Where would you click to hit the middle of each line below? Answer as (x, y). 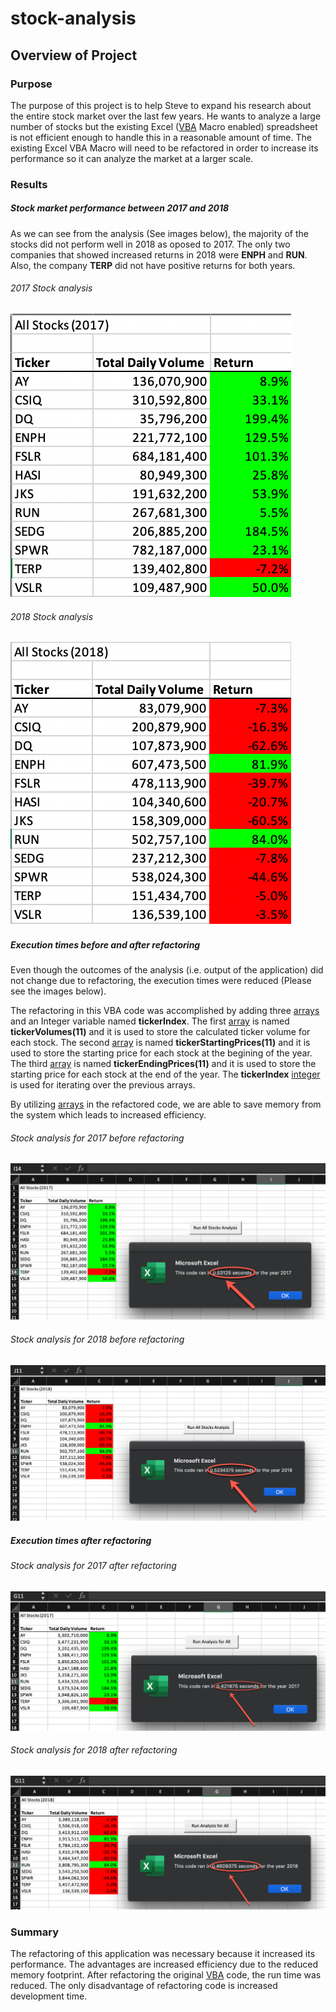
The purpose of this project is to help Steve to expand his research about (161, 105)
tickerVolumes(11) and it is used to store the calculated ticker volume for (160, 1032)
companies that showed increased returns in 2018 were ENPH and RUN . (159, 254)
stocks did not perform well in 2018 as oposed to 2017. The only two (150, 244)
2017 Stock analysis (51, 288)
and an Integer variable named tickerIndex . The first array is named (150, 1021)
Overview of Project (74, 55)
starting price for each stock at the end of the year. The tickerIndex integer (165, 1074)
